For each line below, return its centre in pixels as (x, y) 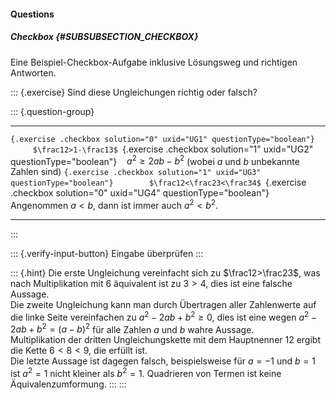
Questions (32, 14)
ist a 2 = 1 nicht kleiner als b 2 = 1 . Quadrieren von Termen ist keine (146, 372)
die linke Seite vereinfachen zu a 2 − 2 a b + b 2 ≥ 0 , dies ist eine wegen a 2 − (163, 316)
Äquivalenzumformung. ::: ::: (68, 384)
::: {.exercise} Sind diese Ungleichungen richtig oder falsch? (134, 92)
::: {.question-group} (52, 111)
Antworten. (33, 72)
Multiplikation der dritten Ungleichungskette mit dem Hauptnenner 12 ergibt (166, 340)
